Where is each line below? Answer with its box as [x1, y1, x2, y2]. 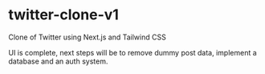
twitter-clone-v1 [8, 6, 119, 24]
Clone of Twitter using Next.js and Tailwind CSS [8, 32, 166, 42]
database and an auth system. [8, 56, 108, 66]
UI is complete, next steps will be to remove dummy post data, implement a [8, 47, 257, 57]
